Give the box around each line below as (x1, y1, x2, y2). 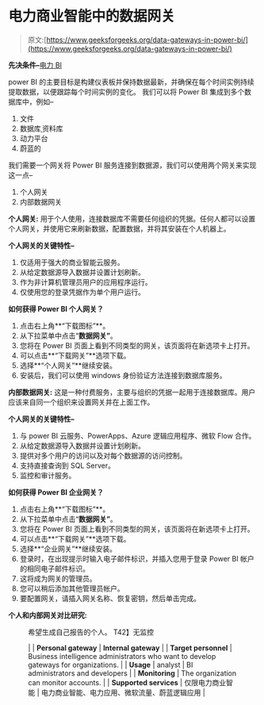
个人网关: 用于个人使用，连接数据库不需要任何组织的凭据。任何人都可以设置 (8, 213, 256, 223)
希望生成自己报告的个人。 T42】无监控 (28, 627, 155, 637)
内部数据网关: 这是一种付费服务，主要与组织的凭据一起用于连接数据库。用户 (8, 387, 256, 397)
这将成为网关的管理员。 (19, 573, 97, 583)
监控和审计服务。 (19, 470, 76, 480)
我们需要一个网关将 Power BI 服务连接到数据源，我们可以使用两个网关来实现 (8, 160, 257, 170)
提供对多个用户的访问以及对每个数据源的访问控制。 (19, 450, 187, 460)
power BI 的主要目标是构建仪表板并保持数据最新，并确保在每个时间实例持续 (8, 77, 255, 86)
